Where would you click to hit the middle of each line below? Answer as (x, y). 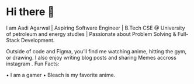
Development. (38, 40)
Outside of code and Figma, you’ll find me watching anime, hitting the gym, (96, 51)
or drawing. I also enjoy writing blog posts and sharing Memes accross (91, 57)
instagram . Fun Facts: (33, 64)
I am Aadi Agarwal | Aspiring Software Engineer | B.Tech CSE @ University (96, 28)
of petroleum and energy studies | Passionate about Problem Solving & (91, 34)
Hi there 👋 (30, 12)
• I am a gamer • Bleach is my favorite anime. (61, 75)
